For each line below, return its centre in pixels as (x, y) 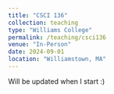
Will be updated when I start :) (57, 81)
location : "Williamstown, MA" (57, 60)
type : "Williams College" (50, 30)
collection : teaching (43, 23)
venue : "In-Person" (40, 45)
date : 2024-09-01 (36, 52)
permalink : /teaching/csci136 (57, 37)
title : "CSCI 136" (38, 15)
